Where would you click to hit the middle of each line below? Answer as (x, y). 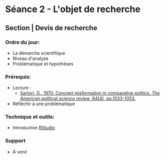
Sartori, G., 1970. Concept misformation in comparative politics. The (90, 93)
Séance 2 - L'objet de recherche (73, 9)
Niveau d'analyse (30, 58)
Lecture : (22, 88)
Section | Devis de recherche (51, 28)
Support (16, 141)
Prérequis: (18, 76)
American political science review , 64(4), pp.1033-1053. (78, 99)
